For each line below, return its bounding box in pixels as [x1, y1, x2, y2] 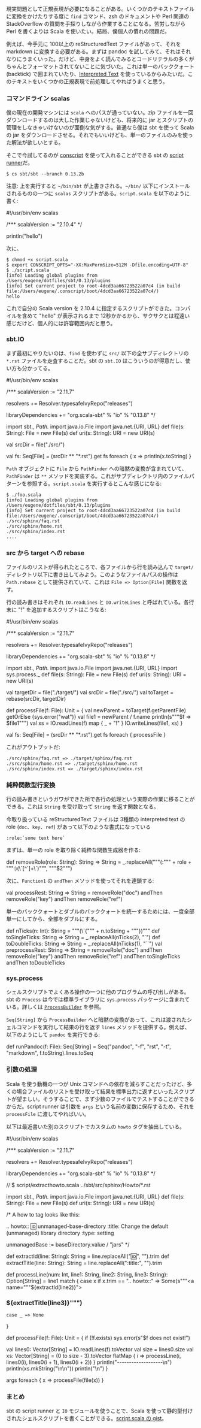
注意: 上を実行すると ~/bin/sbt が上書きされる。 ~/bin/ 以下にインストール [6, 182, 190, 190]
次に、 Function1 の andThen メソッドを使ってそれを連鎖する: [6, 877, 154, 885]
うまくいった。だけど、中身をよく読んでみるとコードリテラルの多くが [22, 56, 194, 62]
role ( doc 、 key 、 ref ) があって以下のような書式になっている [6, 823, 151, 831]
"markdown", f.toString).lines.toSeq [6, 1049, 94, 1057]
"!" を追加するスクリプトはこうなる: [17, 606, 106, 613]
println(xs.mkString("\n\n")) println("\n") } [6, 1365, 108, 1372]
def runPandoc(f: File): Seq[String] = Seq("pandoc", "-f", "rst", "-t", [6, 1043, 172, 1050]
